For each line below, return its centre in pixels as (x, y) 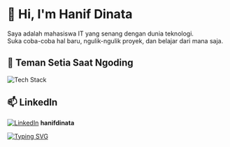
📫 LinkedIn (33, 103)
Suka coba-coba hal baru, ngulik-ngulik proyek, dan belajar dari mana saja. (115, 40)
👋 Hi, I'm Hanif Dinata (70, 14)
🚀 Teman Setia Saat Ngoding (71, 63)
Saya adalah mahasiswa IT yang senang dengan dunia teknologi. (101, 33)
